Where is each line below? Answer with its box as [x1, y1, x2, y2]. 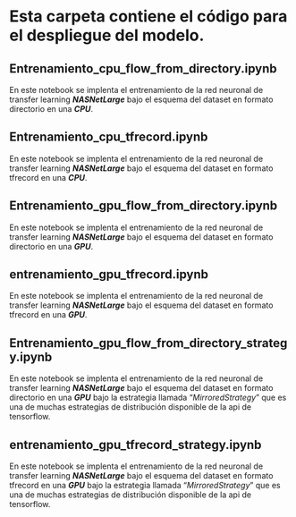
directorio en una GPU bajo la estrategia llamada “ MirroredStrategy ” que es [9, 392, 287, 403]
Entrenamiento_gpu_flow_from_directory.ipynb [9, 199, 278, 214]
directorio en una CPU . [9, 104, 94, 114]
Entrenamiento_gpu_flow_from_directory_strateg [9, 335, 288, 351]
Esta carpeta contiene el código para [9, 6, 288, 27]
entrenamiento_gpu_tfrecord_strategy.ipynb [9, 436, 262, 453]
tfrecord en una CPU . [9, 172, 88, 182]
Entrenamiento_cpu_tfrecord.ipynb [9, 130, 208, 145]
